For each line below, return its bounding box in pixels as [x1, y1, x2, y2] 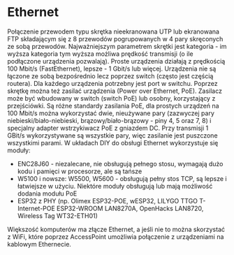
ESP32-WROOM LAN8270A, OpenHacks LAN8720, [57, 204, 204, 212]
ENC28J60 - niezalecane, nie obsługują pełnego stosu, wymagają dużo [17, 159, 224, 168]
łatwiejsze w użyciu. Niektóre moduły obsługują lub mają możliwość [17, 182, 213, 190]
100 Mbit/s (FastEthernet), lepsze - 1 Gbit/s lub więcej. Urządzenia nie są [7, 64, 217, 73]
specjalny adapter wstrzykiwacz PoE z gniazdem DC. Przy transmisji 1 [7, 124, 209, 132]
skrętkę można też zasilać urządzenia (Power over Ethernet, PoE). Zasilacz [7, 87, 222, 95]
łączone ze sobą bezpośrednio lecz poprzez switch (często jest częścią [7, 71, 214, 80]
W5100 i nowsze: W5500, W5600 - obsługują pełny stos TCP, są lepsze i [17, 174, 227, 182]
